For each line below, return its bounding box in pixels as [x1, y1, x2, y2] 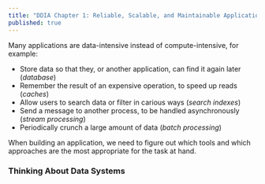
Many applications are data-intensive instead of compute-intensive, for [8, 40, 239, 50]
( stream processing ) [19, 114, 87, 123]
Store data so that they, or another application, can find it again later [19, 64, 241, 73]
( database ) [19, 72, 57, 82]
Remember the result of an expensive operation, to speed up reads [19, 80, 238, 90]
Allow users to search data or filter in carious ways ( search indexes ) [19, 98, 241, 107]
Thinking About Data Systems [8, 166, 125, 177]
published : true [8, 19, 62, 27]
